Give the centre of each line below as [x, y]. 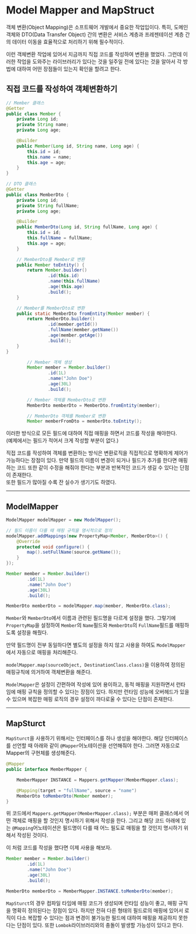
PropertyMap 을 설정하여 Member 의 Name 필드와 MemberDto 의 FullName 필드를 [90, 625]
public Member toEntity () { [50, 265]
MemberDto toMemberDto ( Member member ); [65, 796]
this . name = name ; [49, 157]
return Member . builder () [57, 270]
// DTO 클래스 [21, 184]
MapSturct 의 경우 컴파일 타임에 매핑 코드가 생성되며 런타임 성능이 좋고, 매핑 [92, 903]
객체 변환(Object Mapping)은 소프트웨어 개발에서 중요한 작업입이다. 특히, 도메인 [97, 27]
